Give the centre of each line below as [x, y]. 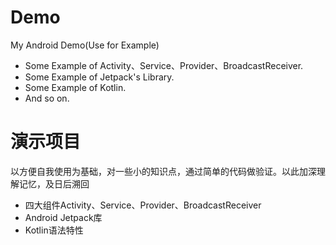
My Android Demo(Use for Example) [85, 45]
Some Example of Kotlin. [75, 87]
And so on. [47, 98]
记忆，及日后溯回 [54, 183]
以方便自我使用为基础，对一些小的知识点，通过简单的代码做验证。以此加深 [163, 171]
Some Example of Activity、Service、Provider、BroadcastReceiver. [164, 65]
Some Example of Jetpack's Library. [99, 77]
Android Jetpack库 [63, 217]
